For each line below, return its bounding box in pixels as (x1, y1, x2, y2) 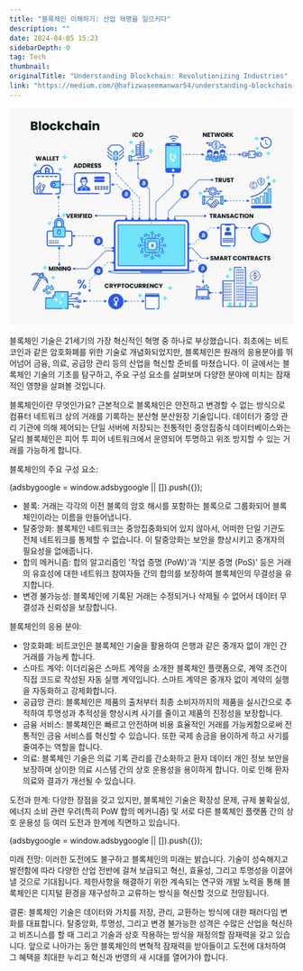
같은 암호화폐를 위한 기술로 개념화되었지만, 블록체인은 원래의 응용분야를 (32, 346, 284, 357)
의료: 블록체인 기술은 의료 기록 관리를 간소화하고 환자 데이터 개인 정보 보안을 (22, 753, 290, 764)
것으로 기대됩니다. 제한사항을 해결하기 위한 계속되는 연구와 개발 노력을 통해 (18, 875, 281, 887)
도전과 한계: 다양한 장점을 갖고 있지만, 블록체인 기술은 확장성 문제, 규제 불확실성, (9, 794, 290, 805)
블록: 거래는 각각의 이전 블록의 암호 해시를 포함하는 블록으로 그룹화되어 (22, 500, 271, 511)
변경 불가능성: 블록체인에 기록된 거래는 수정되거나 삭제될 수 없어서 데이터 (22, 591, 278, 601)
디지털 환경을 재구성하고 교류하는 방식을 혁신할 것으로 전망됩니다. (40, 887, 270, 898)
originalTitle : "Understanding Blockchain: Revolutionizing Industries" (9, 72, 289, 81)
